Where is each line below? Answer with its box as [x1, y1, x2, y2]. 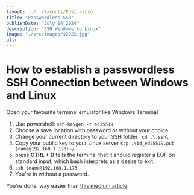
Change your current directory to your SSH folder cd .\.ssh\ [14, 133, 169, 140]
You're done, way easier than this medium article [6, 182, 128, 189]
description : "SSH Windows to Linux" [6, 25, 101, 32]
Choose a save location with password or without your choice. [14, 126, 170, 133]
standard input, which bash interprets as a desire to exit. [14, 158, 155, 165]
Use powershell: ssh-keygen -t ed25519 [14, 120, 113, 127]
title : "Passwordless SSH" [6, 14, 74, 21]
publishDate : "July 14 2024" [6, 20, 80, 26]
